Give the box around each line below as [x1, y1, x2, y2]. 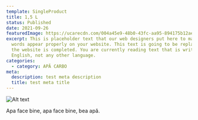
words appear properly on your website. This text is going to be [11, 42, 178, 48]
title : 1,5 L [6, 14, 38, 20]
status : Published [6, 19, 51, 25]
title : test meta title [11, 80, 70, 86]
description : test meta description [11, 74, 101, 80]
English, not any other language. [11, 52, 96, 58]
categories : [6, 58, 35, 64]
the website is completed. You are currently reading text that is [11, 47, 181, 53]
